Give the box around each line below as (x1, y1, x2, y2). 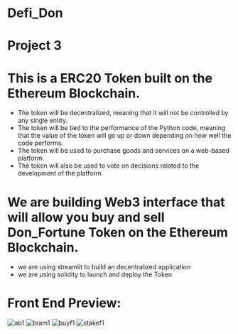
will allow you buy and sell (7, 209, 165, 225)
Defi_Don (7, 5, 63, 21)
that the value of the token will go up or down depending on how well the (17, 131, 232, 140)
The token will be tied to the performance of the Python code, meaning (17, 124, 226, 132)
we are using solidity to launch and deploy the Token (17, 270, 173, 279)
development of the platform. (17, 169, 104, 178)
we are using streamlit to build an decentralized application (17, 263, 190, 271)
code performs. (17, 139, 64, 147)
